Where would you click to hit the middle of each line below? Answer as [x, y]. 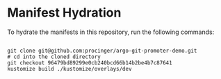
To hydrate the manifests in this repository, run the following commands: [111, 32]
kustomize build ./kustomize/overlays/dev [69, 69]
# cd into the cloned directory [54, 57]
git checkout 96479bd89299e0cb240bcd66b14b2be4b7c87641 [90, 63]
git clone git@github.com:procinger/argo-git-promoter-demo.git [102, 51]
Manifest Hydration [64, 13]
